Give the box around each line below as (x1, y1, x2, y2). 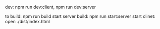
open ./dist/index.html (5, 19, 50, 24)
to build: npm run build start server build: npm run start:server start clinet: (5, 14, 156, 19)
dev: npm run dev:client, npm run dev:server (5, 4, 96, 10)
